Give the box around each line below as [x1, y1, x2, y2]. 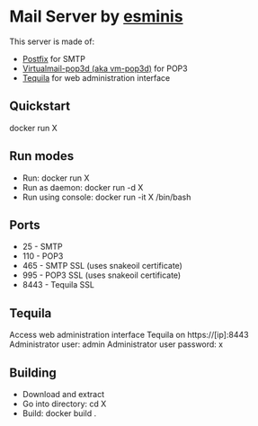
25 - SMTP [22, 241, 63, 253]
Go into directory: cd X [22, 398, 107, 409]
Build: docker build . [22, 408, 97, 419]
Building [9, 365, 57, 380]
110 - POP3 [22, 251, 64, 262]
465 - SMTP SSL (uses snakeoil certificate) [22, 261, 182, 271]
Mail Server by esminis [9, 6, 183, 27]
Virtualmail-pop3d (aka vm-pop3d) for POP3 [22, 63, 188, 74]
